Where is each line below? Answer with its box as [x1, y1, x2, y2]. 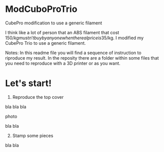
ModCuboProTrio [5, 3, 78, 15]
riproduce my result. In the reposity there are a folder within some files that [5, 55, 159, 61]
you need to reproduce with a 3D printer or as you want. [5, 60, 121, 66]
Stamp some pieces [12, 133, 53, 139]
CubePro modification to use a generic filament [5, 20, 102, 26]
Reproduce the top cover [12, 94, 64, 100]
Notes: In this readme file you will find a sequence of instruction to [5, 50, 142, 56]
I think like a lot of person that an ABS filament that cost [5, 29, 120, 35]
